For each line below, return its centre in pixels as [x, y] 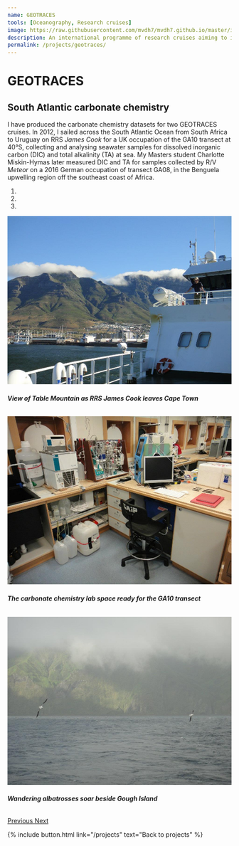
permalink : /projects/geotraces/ [57, 45]
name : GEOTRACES [31, 15]
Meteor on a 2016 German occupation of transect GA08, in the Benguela [113, 170]
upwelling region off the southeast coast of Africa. [81, 177]
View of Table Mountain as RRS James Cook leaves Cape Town [103, 398]
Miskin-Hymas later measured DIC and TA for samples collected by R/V [112, 162]
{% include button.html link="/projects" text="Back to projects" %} [105, 834]
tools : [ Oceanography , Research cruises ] [70, 22]
